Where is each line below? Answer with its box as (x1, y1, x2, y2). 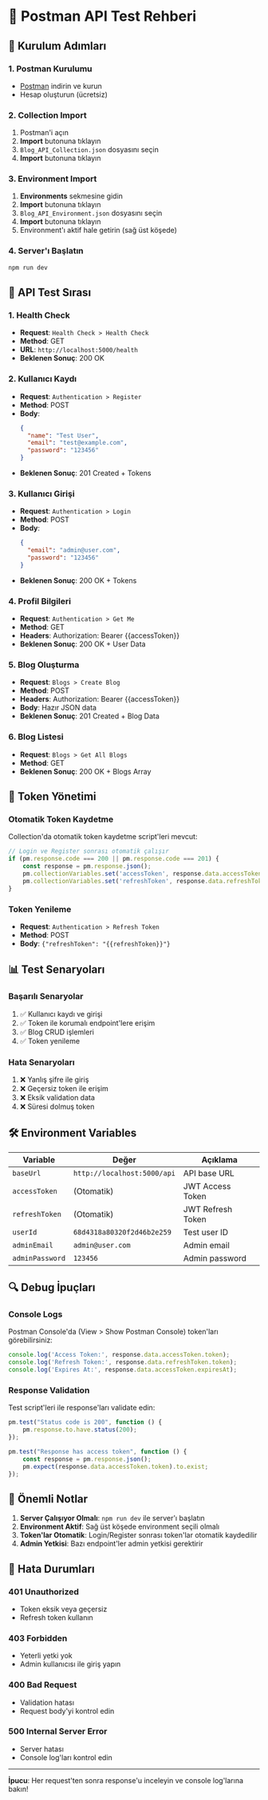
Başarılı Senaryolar (8, 991, 84, 1002)
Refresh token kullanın (19, 1612, 93, 1622)
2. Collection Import (8, 110, 87, 121)
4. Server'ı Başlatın (8, 246, 84, 257)
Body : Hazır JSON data (19, 703, 97, 713)
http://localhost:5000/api (73, 1168, 176, 1178)
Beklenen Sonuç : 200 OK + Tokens (19, 575, 137, 585)
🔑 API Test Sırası (8, 286, 92, 299)
